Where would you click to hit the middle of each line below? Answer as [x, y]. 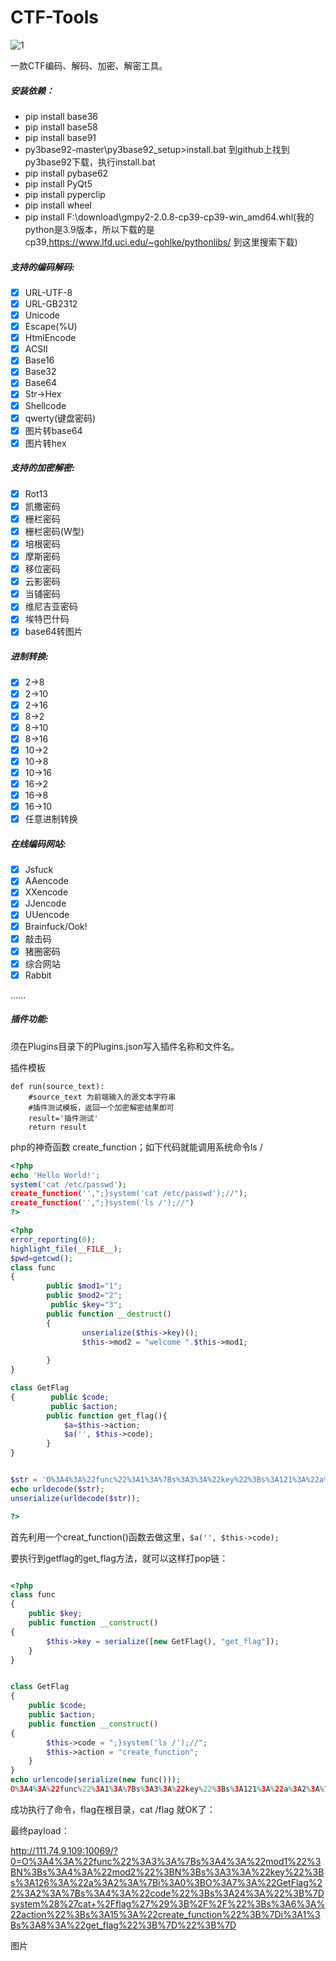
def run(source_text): [57, 1086]
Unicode [42, 315]
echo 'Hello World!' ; [55, 1175]
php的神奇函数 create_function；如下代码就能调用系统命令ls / [136, 1147]
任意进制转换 [51, 819]
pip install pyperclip [65, 194]
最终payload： [40, 1830]
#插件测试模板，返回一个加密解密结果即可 [101, 1107]
